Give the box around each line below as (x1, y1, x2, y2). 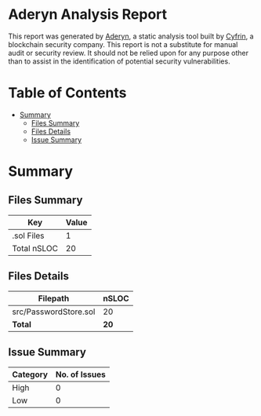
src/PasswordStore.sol (12, 306, 96, 317)
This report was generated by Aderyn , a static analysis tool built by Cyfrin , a (8, 31, 254, 41)
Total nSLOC (12, 243, 59, 254)
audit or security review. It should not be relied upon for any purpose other (8, 48, 249, 57)
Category (12, 369, 49, 380)
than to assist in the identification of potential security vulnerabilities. (8, 57, 230, 66)
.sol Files (12, 230, 45, 241)
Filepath (38, 293, 70, 304)
